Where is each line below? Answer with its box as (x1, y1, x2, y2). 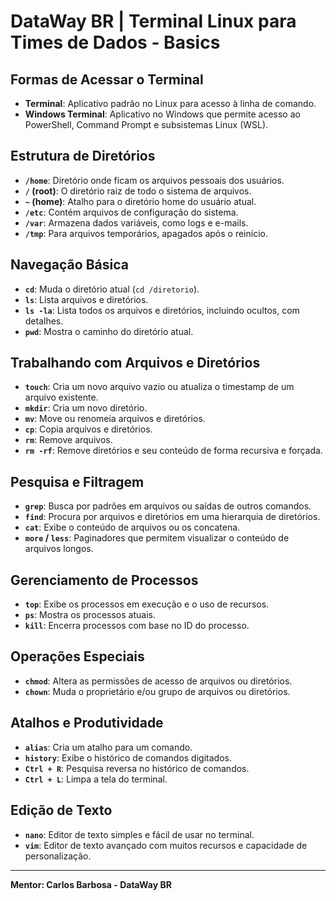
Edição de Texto (10, 802, 113, 819)
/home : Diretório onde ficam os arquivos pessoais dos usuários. (24, 174, 285, 186)
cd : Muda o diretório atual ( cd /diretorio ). (24, 283, 200, 295)
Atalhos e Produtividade (10, 715, 164, 732)
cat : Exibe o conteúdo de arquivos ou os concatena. (24, 521, 241, 534)
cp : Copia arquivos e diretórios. (24, 423, 153, 435)
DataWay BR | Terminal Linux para (10, 10, 297, 33)
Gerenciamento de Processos (10, 571, 199, 589)
